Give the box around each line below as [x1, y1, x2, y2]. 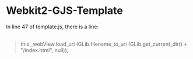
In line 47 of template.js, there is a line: [6, 23, 99, 30]
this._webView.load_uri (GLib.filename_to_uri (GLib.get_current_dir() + [20, 40, 188, 47]
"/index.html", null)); [20, 46, 69, 53]
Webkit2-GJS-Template [6, 4, 124, 17]
